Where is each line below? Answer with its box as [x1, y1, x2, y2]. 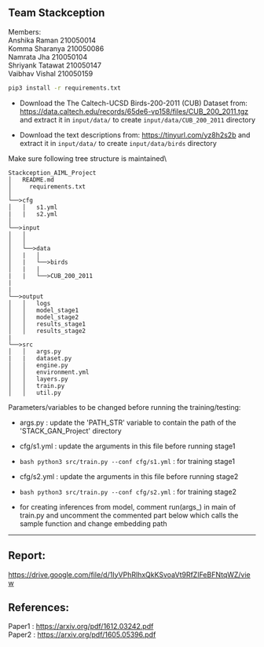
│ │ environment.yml [8, 368, 90, 376]
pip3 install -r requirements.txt [8, 84, 122, 92]
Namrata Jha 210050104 [8, 52, 88, 61]
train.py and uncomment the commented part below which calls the [19, 510, 239, 520]
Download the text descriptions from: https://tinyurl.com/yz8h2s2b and [19, 130, 251, 140]
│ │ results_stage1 [8, 320, 86, 328]
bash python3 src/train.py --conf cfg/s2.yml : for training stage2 [19, 487, 237, 496]
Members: [8, 27, 42, 36]
